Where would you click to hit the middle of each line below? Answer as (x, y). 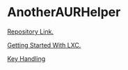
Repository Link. (31, 31)
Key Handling (26, 58)
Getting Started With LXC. (44, 45)
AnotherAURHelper (64, 12)
